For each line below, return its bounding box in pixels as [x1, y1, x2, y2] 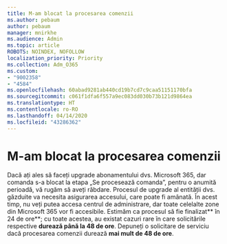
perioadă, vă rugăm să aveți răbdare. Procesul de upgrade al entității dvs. [7, 186, 215, 194]
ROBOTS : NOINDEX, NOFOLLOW [7, 49, 85, 56]
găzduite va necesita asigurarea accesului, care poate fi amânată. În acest [7, 193, 218, 201]
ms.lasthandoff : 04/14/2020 [7, 112, 88, 119]
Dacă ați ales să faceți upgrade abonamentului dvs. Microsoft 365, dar [7, 171, 206, 179]
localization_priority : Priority [7, 55, 103, 62]
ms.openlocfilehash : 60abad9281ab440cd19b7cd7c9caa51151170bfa [7, 87, 193, 93]
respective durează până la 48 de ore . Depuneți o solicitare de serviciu [7, 222, 210, 230]
